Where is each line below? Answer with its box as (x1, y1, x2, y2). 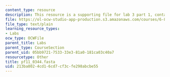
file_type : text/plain (5, 21, 53, 27)
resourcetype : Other (5, 54, 49, 60)
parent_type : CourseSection (5, 45, 65, 50)
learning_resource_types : (5, 26, 60, 31)
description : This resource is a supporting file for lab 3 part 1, (5, 12, 153, 17)
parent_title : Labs (5, 41, 47, 46)
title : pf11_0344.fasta (5, 59, 56, 64)
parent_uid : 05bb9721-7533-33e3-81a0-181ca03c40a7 (5, 50, 114, 55)
